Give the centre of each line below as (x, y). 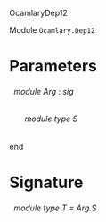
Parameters (53, 66)
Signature (46, 183)
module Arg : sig (43, 91)
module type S (51, 119)
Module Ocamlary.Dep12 (52, 30)
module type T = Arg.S (55, 208)
